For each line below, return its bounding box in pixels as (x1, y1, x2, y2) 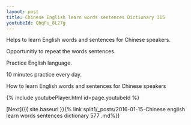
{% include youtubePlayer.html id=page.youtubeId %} (6, 94, 140, 102)
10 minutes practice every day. (6, 71, 82, 78)
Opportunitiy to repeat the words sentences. (6, 48, 116, 55)
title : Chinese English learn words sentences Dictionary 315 (6, 14, 165, 20)
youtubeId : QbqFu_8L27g (6, 20, 66, 26)
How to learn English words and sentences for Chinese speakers (6, 83, 166, 90)
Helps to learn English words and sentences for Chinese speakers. (6, 36, 171, 44)
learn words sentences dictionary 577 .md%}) (6, 112, 120, 120)
